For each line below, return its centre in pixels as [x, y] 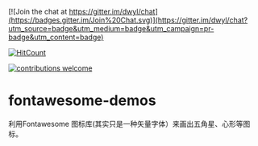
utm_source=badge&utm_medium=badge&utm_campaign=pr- [111, 28]
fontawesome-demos [82, 101]
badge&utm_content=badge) [56, 37]
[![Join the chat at [38, 12]
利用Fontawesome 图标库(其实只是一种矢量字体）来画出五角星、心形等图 [129, 124]
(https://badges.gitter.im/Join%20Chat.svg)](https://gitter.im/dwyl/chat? [128, 20]
